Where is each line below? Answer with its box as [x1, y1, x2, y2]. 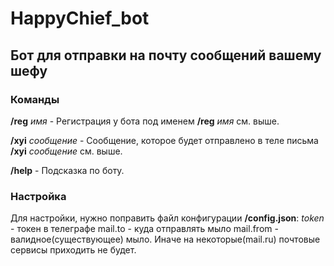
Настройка [10, 189, 67, 203]
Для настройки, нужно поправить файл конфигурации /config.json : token [10, 212, 325, 224]
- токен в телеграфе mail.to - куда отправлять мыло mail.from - [10, 223, 279, 235]
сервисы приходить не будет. [10, 244, 137, 256]
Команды [10, 92, 60, 106]
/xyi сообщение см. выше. [10, 145, 123, 157]
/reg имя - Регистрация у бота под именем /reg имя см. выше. [10, 115, 280, 127]
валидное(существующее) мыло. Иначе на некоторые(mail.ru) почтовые [10, 233, 321, 246]
